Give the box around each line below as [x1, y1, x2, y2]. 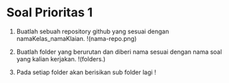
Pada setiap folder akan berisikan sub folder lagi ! [16, 68, 156, 76]
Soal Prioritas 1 [6, 5, 93, 20]
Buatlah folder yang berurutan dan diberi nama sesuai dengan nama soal [16, 48, 222, 56]
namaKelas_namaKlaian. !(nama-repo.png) [16, 34, 137, 42]
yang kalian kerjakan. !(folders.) [16, 54, 106, 63]
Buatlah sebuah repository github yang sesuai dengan [16, 27, 169, 35]
